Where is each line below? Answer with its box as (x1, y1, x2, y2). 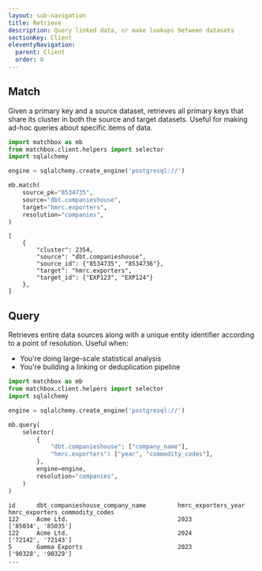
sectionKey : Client (8, 33, 73, 42)
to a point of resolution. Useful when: (8, 338, 129, 348)
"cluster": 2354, (36, 246, 93, 254)
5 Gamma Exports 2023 (8, 543, 193, 550)
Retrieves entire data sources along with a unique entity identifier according (8, 330, 255, 340)
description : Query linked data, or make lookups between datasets (8, 26, 235, 34)
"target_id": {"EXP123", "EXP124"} (36, 274, 154, 282)
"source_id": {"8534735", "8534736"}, (36, 260, 164, 268)
